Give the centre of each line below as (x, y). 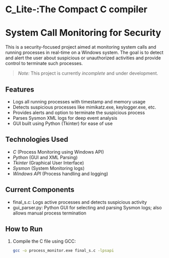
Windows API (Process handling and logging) (60, 174)
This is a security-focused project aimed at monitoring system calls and (81, 47)
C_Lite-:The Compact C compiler (76, 9)
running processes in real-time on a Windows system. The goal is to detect (84, 53)
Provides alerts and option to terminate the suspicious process (79, 112)
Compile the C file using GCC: (44, 241)
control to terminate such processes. (44, 63)
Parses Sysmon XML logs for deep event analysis (65, 118)
